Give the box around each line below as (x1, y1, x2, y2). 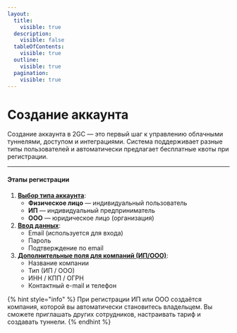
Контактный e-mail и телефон (28, 281, 117, 290)
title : (13, 17, 33, 24)
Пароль (28, 236, 51, 245)
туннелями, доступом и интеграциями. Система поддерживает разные (7, 137, 224, 146)
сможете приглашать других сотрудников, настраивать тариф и (7, 310, 201, 318)
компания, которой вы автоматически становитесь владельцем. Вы (7, 302, 213, 311)
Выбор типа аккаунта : (17, 191, 87, 199)
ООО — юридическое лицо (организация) (28, 214, 154, 222)
